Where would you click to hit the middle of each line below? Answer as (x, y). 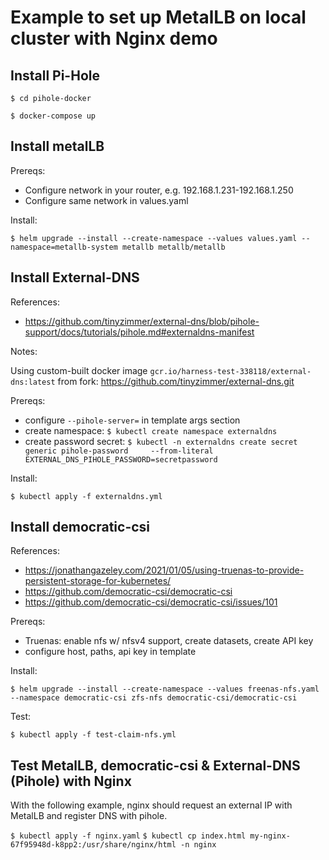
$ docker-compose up (53, 116)
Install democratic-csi (80, 527)
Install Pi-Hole (55, 75)
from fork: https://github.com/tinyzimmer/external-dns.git (176, 381)
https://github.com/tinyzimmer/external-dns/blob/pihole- (142, 321)
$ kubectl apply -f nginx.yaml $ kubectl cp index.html (128, 836)
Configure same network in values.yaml (106, 200)
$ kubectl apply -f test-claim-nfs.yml (93, 735)
